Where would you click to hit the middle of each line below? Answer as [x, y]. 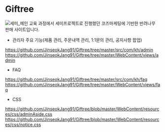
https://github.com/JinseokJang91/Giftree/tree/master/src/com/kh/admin [79, 50]
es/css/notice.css [23, 125]
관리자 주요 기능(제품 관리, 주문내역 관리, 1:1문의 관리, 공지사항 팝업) [77, 40]
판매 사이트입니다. [22, 29]
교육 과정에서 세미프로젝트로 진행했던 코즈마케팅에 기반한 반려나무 [92, 23]
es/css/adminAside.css [29, 114]
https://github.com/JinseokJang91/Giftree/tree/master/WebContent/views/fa [83, 84]
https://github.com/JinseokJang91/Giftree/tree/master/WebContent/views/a [82, 55]
